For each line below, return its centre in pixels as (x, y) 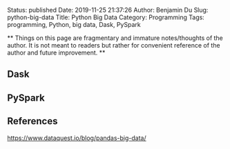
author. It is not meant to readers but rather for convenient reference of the (114, 45)
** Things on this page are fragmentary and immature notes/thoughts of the (115, 38)
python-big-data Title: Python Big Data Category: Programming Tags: (106, 17)
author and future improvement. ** (56, 52)
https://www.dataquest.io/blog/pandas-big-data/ (77, 138)
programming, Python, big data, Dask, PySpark (74, 24)
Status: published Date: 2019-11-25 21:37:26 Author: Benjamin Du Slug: (108, 10)
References (32, 121)
